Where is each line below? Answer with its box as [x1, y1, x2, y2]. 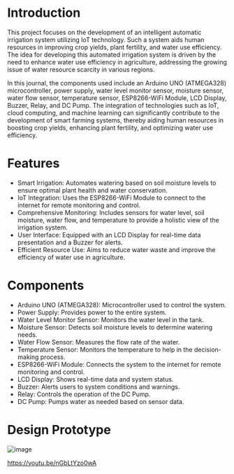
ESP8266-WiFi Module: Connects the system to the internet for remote [17, 360, 221, 368]
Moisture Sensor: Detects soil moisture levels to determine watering [17, 323, 213, 331]
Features [7, 155, 60, 172]
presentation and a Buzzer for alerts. [17, 238, 124, 246]
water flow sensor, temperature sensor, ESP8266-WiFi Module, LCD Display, [7, 93, 227, 102]
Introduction [7, 5, 81, 21]
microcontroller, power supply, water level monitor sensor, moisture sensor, [7, 86, 224, 95]
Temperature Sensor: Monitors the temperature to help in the [17, 345, 193, 354]
